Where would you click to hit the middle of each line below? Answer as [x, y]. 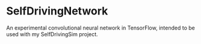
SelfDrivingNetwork [57, 11]
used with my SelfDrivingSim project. [52, 34]
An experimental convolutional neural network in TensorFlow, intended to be [101, 28]
